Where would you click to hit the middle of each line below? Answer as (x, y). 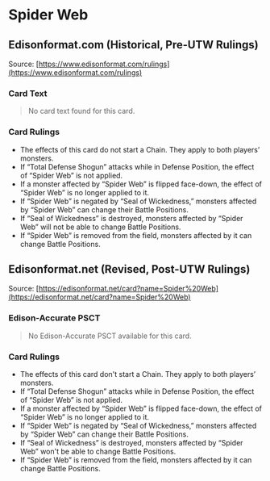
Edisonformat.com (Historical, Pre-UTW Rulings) (134, 45)
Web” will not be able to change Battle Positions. (100, 227)
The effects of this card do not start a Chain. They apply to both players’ (140, 149)
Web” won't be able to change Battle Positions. (98, 451)
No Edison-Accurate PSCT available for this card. (110, 336)
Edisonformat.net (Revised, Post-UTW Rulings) (129, 269)
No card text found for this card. (81, 111)
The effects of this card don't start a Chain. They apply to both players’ (138, 374)
